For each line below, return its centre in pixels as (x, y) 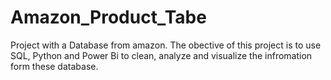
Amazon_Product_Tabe (108, 17)
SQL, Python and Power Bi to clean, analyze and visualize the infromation (161, 55)
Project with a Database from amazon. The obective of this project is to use (166, 45)
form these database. (54, 66)
